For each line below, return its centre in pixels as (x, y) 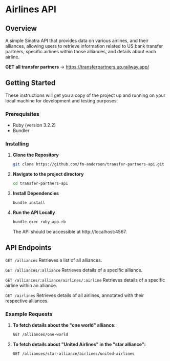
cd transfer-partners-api (40, 184)
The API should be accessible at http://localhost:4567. (70, 231)
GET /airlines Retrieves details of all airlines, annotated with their (75, 295)
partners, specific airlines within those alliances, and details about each (81, 51)
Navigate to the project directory (48, 174)
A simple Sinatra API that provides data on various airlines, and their (77, 40)
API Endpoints (28, 248)
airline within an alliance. (31, 285)
